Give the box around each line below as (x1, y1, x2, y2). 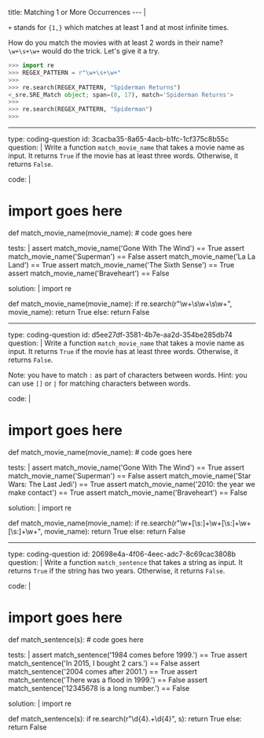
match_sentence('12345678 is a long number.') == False (8, 683, 190, 692)
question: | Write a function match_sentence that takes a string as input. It (8, 557, 244, 566)
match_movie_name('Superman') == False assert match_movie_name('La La (8, 252, 256, 261)
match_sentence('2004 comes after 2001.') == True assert (8, 666, 198, 676)
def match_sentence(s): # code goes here (8, 634, 144, 644)
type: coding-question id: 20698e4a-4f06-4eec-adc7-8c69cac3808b (8, 549, 236, 559)
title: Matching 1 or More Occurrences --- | (8, 8, 147, 17)
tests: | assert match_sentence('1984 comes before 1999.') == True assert (8, 650, 247, 659)
